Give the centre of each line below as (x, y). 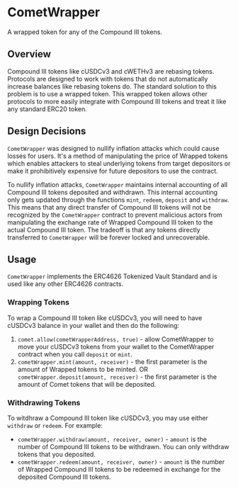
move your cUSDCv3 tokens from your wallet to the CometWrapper (116, 346)
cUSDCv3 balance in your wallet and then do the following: (93, 325)
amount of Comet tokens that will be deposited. (87, 384)
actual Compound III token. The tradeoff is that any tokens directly (104, 229)
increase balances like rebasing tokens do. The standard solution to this (112, 86)
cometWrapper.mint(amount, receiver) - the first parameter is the (112, 361)
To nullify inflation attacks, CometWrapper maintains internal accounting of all (118, 184)
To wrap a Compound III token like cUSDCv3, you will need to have (105, 318)
